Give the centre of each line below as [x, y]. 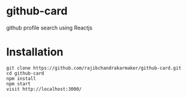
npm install [21, 78]
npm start [19, 84]
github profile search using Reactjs [49, 28]
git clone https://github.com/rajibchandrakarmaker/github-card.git [94, 68]
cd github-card [25, 73]
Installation [35, 52]
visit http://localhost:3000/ [44, 89]
